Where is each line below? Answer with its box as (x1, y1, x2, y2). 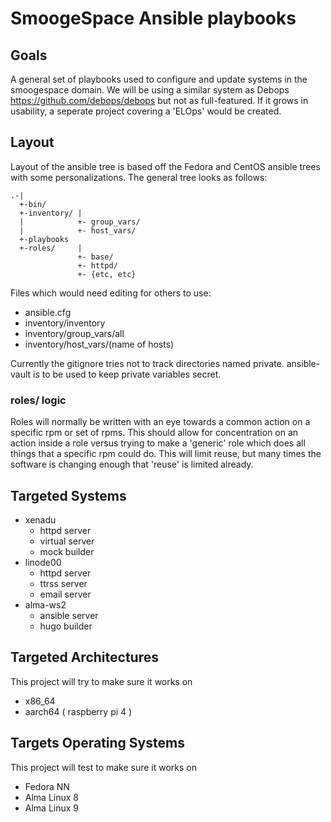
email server (39, 588, 92, 600)
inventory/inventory (24, 317, 106, 329)
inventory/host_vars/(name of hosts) (24, 338, 175, 350)
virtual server (39, 535, 95, 547)
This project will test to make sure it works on (10, 761, 198, 773)
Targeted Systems (10, 487, 127, 504)
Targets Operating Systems (10, 735, 185, 752)
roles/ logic (10, 393, 67, 407)
